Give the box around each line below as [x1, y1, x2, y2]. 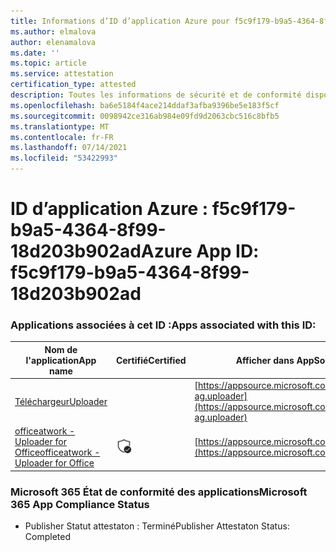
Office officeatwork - [14, 446, 101, 459]
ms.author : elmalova [10, 26, 97, 37]
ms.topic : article [10, 58, 87, 69]
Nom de [44, 343, 78, 355]
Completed [24, 531, 71, 543]
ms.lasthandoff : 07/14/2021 [10, 143, 128, 153]
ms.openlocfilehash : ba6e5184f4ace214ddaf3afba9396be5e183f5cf [10, 100, 280, 110]
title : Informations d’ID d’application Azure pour [10, 16, 230, 26]
